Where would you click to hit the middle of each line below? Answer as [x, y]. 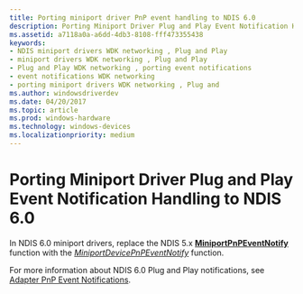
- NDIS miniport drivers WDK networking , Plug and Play [119, 51]
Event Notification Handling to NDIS [146, 199]
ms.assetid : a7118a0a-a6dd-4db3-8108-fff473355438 [106, 34]
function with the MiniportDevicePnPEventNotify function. [117, 253]
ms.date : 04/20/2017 [48, 101]
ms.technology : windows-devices [70, 127]
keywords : [28, 43]
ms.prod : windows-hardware [60, 118]
